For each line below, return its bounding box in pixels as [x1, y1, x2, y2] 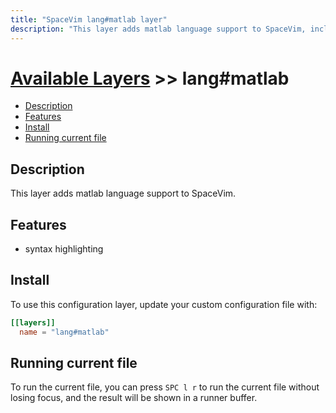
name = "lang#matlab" [19, 327, 110, 337]
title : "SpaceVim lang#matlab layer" [10, 14, 168, 25]
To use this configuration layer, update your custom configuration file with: [10, 298, 318, 310]
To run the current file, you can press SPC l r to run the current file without [10, 381, 320, 393]
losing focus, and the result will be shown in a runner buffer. [10, 392, 258, 404]
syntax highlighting [24, 243, 104, 255]
